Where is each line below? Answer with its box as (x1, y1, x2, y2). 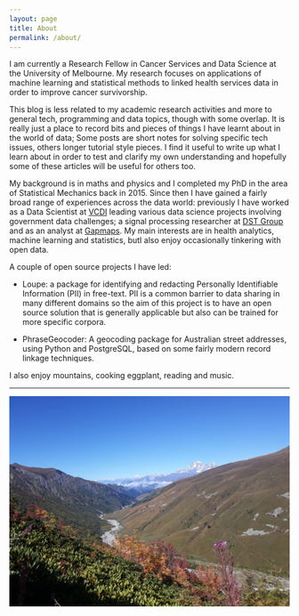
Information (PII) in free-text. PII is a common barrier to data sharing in (21, 288, 280, 299)
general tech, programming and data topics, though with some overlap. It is (9, 114, 286, 125)
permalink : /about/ (9, 33, 82, 42)
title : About (9, 23, 58, 33)
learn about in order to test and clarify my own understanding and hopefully (9, 151, 287, 162)
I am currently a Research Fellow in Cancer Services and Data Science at (9, 59, 277, 69)
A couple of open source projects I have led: (9, 262, 172, 272)
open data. (9, 245, 49, 255)
